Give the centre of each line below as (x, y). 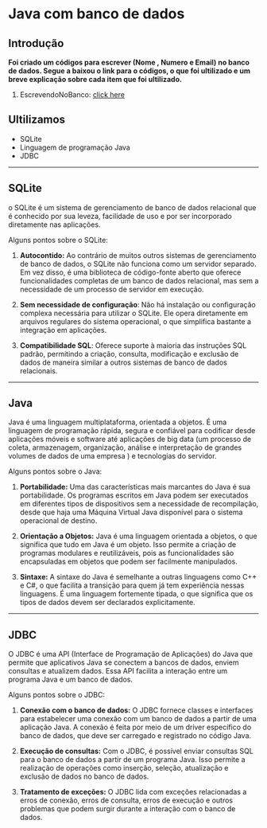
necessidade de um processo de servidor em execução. (112, 289)
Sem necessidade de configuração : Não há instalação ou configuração (137, 304)
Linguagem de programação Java (75, 147)
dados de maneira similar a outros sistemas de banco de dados (124, 362)
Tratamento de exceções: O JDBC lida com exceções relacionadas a (133, 792)
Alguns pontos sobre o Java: (55, 471)
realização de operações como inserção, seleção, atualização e (124, 768)
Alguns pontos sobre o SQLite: (58, 240)
